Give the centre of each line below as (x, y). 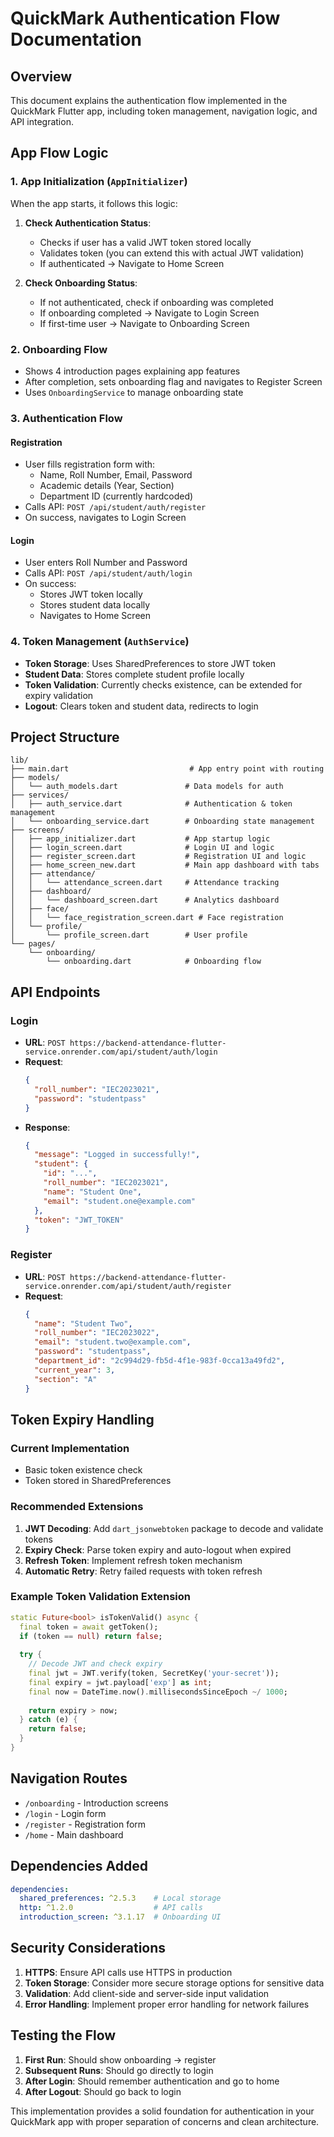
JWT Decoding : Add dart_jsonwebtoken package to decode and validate (174, 1528)
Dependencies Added (79, 1866)
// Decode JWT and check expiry (95, 1664)
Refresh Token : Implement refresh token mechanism (133, 1560)
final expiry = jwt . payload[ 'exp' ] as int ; (120, 1682)
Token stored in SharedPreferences (98, 1481)
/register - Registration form (85, 1824)
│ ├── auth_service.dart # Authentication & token (151, 804)
